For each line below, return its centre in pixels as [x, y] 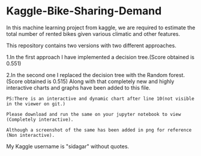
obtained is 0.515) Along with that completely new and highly [99, 81]
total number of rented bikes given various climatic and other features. [93, 33]
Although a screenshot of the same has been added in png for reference [99, 130]
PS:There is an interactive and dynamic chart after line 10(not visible [100, 99]
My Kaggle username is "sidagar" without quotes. [68, 146]
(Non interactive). [31, 135]
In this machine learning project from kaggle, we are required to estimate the [101, 27]
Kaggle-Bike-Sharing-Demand [84, 11]
